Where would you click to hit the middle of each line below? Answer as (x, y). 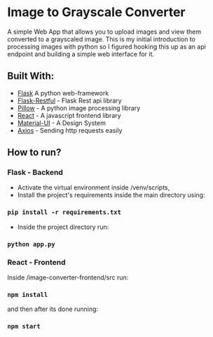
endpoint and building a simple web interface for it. (81, 54)
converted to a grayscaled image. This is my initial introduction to (102, 39)
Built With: (31, 76)
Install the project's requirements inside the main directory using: (111, 195)
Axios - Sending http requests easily (70, 130)
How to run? (34, 153)
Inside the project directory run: (63, 227)
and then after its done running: (53, 309)
